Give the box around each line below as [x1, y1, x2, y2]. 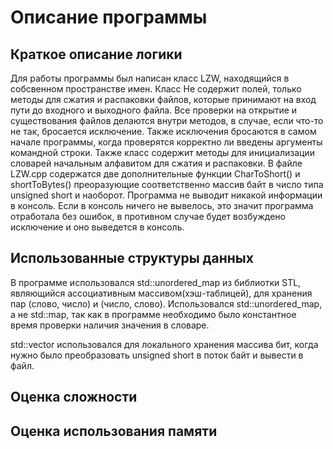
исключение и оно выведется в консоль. [10, 221, 185, 233]
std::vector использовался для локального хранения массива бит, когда [10, 338, 319, 350]
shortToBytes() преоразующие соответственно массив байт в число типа [10, 179, 324, 190]
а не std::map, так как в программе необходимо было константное [10, 308, 297, 320]
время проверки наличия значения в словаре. [10, 319, 210, 331]
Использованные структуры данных [10, 250, 254, 267]
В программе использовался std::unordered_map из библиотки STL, [10, 276, 302, 288]
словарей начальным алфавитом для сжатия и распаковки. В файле [10, 157, 303, 169]
